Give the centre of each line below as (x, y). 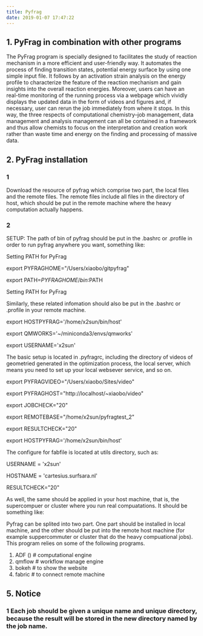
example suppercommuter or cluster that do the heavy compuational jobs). (100, 537)
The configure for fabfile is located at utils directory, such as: (82, 452)
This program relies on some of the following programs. (76, 543)
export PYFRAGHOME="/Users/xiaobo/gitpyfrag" (68, 268)
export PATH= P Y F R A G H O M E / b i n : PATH (55, 280)
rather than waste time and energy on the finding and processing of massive (102, 134)
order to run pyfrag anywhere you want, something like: (76, 245)
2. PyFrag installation (47, 159)
